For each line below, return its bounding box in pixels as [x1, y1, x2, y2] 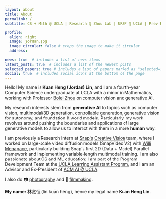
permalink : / [5, 16, 32, 21]
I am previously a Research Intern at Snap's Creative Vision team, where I [5, 135, 155, 141]
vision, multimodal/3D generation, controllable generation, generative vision [5, 110, 160, 116]
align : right [9, 35, 37, 40]
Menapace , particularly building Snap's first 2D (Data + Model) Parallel [5, 146, 149, 152]
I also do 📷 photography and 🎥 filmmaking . [5, 176, 93, 183]
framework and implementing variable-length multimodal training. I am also [5, 151, 158, 157]
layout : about [5, 7, 35, 12]
